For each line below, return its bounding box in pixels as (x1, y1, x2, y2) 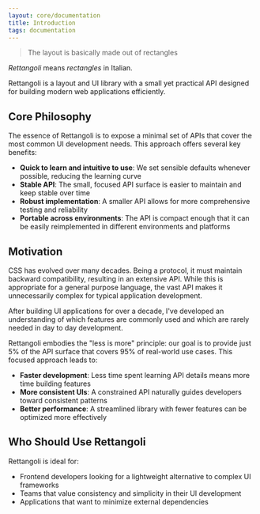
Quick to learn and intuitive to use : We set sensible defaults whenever (19, 163, 251, 172)
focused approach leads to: (8, 355, 98, 365)
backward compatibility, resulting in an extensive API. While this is (8, 274, 224, 283)
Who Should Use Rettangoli (8, 436, 146, 449)
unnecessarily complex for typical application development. (8, 291, 203, 300)
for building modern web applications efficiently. (8, 87, 166, 96)
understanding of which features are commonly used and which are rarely (8, 315, 250, 324)
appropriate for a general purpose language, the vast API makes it (8, 282, 223, 292)
